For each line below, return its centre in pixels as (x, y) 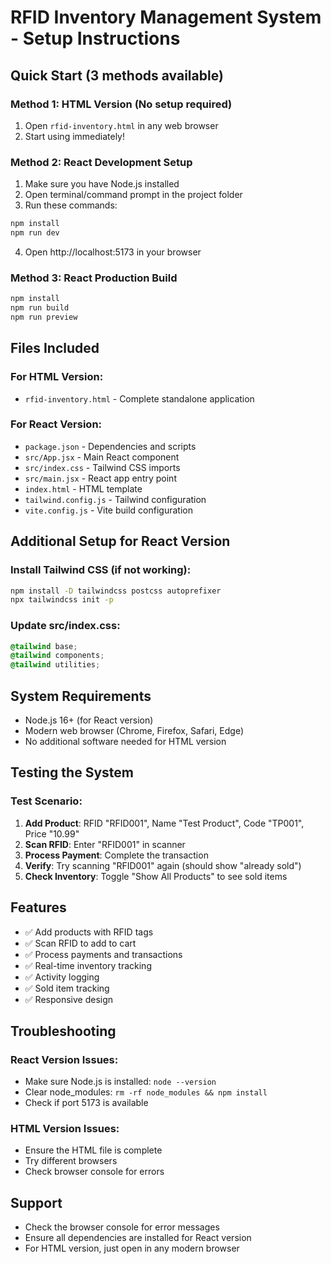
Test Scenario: (46, 801)
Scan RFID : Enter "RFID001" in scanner (105, 844)
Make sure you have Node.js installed (102, 184)
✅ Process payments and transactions (103, 954)
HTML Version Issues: (65, 1129)
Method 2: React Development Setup (101, 162)
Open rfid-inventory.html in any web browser (121, 125)
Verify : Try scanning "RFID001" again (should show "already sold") (163, 865)
